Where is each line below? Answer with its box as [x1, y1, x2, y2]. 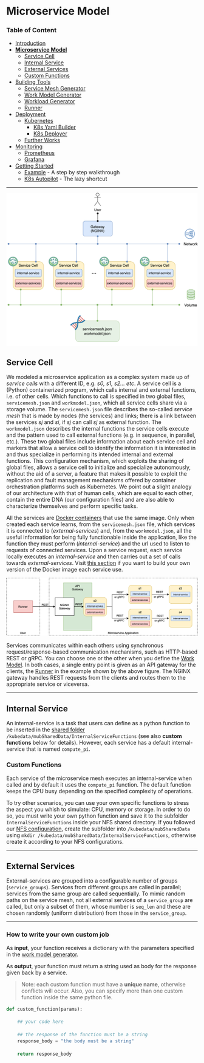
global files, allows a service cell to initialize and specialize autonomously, [6, 463, 191, 471]
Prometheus [24, 149, 55, 157]
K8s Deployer [33, 130, 68, 137]
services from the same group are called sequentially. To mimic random [6, 890, 186, 897]
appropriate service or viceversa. [6, 680, 89, 688]
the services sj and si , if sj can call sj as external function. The [6, 419, 162, 426]
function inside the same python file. [21, 993, 113, 1000]
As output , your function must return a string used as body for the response [6, 962, 197, 969]
